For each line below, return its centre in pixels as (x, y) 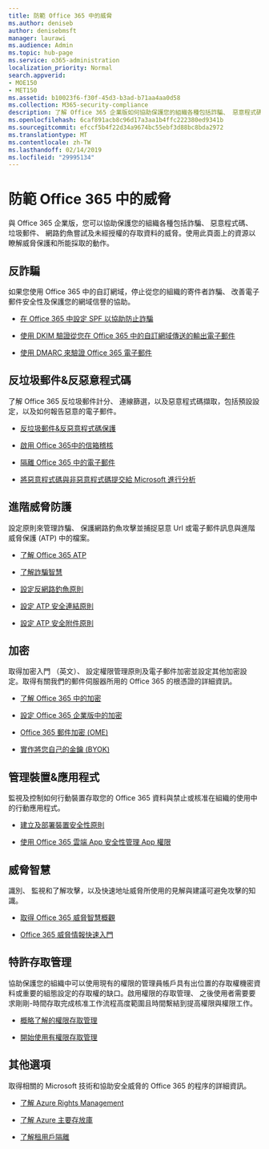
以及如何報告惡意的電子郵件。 (71, 411)
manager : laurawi (37, 38)
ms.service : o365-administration (64, 61)
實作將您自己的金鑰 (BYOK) (65, 749)
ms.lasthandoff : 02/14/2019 (55, 150)
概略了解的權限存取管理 (58, 1020)
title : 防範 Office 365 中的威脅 (60, 16)
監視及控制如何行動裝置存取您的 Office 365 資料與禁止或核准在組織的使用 (129, 798)
